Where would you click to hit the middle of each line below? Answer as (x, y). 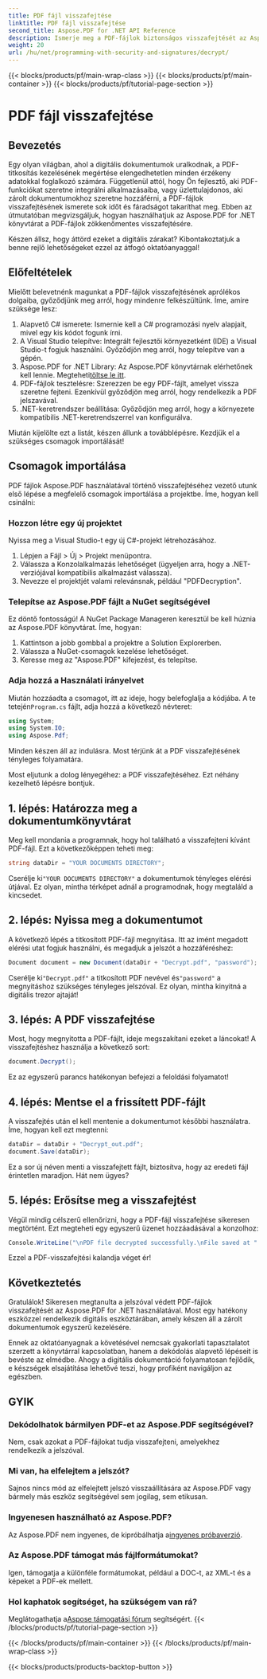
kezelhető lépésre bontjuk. (52, 783)
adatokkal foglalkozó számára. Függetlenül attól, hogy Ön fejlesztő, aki (124, 181)
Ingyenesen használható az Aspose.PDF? (90, 1517)
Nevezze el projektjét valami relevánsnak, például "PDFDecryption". (130, 581)
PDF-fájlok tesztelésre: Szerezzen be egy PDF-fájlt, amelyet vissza (129, 383)
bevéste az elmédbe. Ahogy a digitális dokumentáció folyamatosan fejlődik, (132, 1360)
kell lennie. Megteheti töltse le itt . (73, 374)
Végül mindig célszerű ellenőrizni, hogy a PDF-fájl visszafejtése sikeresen (129, 1219)
